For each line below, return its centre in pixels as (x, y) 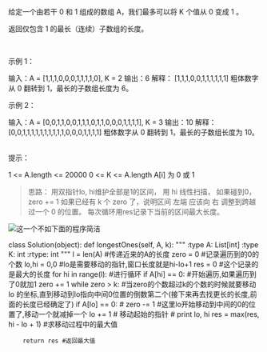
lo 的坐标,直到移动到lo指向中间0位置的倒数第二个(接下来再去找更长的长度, (129, 294)
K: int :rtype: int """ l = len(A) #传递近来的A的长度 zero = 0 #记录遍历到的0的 (134, 254)
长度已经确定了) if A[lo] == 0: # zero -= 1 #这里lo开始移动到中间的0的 (135, 304)
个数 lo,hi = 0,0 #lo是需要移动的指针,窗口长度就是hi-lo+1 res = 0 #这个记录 (130, 264)
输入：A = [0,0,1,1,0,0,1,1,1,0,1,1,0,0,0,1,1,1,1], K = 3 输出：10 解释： (112, 122)
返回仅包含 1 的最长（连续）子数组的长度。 (78, 29)
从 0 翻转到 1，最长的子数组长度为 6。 (71, 88)
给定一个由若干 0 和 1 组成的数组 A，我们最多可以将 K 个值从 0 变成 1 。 (126, 12)
